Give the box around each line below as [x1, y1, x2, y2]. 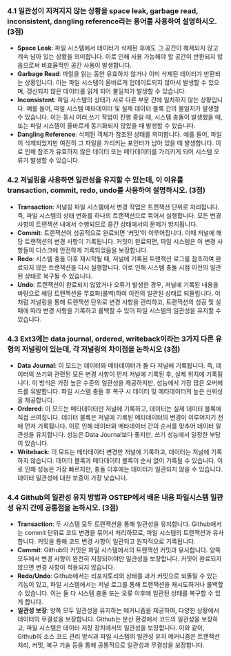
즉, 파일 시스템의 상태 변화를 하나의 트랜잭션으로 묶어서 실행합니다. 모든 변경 [17, 211, 222, 219]
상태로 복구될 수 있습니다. [24, 272, 93, 280]
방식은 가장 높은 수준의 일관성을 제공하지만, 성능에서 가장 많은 [39, 378, 205, 386]
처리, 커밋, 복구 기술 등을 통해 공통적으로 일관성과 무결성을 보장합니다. [17, 641, 205, 649]
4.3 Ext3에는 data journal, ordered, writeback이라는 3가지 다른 [7, 334, 214, 344]
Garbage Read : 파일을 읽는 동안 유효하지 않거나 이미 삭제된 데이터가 [17, 70, 203, 78]
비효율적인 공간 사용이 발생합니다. [41, 61, 132, 70]
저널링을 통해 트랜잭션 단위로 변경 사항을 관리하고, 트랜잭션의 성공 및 [30, 297, 214, 306]
